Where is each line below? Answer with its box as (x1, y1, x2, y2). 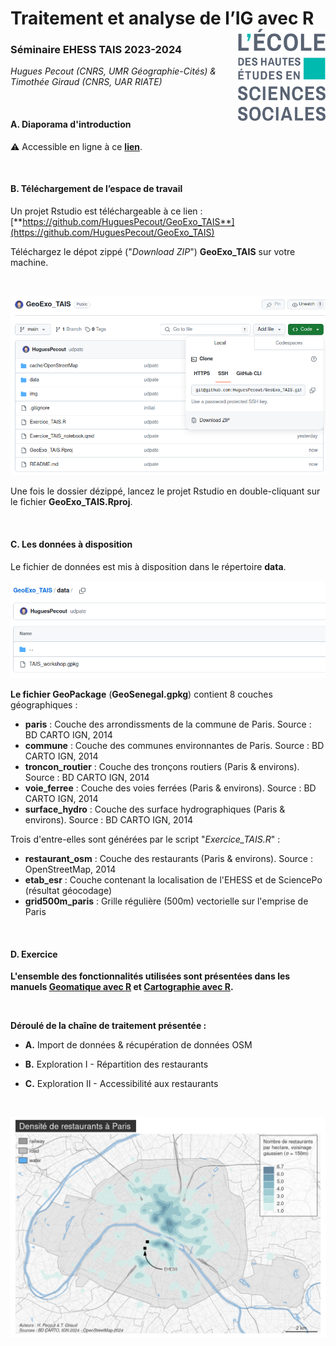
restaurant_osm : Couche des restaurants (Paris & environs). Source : (24, 852, 314, 864)
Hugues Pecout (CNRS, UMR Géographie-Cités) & (10, 65, 217, 77)
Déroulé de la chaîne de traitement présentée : (10, 1020, 207, 1032)
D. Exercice (10, 948, 58, 960)
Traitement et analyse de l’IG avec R (10, 7, 315, 30)
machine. (10, 256, 49, 268)
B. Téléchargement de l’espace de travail (10, 183, 183, 195)
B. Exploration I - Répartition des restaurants (24, 1058, 209, 1071)
